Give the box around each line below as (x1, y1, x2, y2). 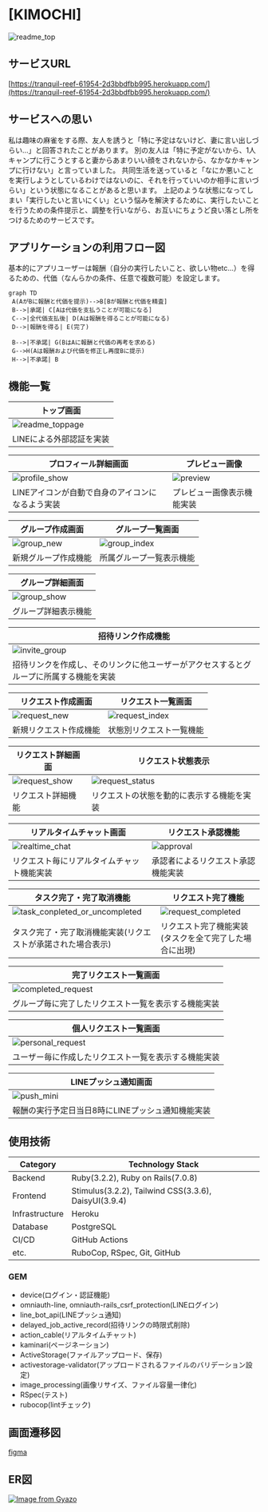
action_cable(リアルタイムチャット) (19, 1330, 137, 1339)
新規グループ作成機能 (12, 553, 93, 564)
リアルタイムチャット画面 (30, 827, 126, 838)
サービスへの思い (8, 113, 93, 126)
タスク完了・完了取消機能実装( (12, 927, 128, 938)
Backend (12, 1173, 45, 1183)
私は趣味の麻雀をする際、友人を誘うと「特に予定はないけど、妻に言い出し (8, 135, 253, 145)
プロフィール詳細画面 (48, 458, 129, 470)
